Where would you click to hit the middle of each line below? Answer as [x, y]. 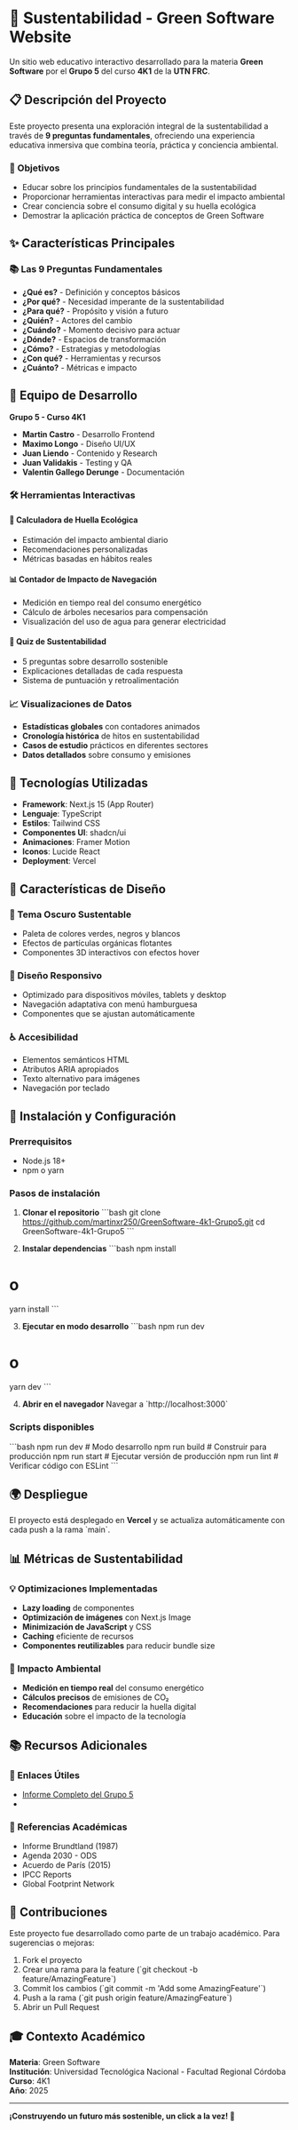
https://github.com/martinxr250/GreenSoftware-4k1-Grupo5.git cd [143, 1222]
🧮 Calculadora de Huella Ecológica [74, 520]
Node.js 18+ [44, 1161]
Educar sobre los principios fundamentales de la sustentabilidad [139, 187]
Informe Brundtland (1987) [70, 1847]
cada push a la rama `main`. [60, 1530]
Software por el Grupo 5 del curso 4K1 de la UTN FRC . [110, 71]
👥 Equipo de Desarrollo [73, 396]
